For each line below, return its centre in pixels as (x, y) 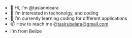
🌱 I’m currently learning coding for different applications (69, 18)
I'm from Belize (26, 31)
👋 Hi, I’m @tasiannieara (34, 8)
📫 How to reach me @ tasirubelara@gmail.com (59, 24)
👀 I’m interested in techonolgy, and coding (54, 13)
